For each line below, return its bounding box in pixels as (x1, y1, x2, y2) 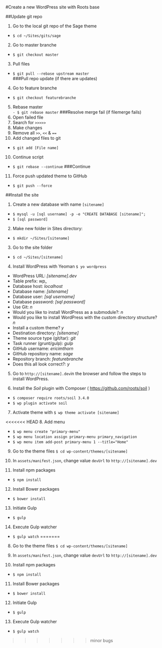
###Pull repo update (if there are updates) (12, 76, 98, 81)
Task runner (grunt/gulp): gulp (12, 341, 73, 346)
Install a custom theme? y (12, 325, 64, 330)
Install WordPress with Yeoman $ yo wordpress (12, 263, 107, 269)
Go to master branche (12, 42, 57, 48)
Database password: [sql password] (12, 299, 86, 304)
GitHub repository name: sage (12, 351, 73, 356)
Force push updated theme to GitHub (12, 173, 87, 179)
